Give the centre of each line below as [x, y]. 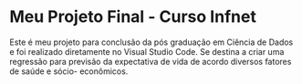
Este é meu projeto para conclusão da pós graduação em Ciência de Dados [151, 42]
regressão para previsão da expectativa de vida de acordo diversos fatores [151, 61]
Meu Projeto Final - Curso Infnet [133, 17]
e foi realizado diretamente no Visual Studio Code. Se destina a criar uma [147, 51]
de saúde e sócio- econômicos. [69, 71]
